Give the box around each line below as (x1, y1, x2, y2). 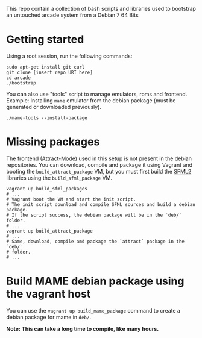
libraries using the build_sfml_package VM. (6, 174, 113, 181)
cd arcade (6, 75, 31, 81)
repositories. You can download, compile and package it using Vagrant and (6, 161, 193, 168)
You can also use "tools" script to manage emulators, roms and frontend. (6, 90, 188, 98)
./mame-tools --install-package (6, 114, 87, 121)
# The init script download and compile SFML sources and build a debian (6, 201, 196, 207)
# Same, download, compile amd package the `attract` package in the (6, 238, 185, 245)
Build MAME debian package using (6, 274, 185, 288)
